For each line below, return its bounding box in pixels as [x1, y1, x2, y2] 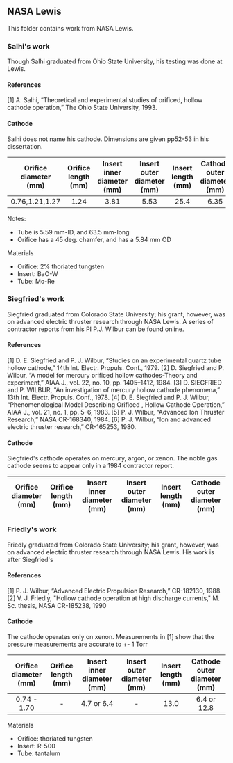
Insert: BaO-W [17, 269, 58, 278]
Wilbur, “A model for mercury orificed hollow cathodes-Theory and [7, 371, 198, 380]
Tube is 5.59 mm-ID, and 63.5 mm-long [17, 227, 130, 236]
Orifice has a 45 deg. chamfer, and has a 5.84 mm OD [17, 235, 171, 243]
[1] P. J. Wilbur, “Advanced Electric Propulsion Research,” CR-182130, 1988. [7, 586, 222, 595]
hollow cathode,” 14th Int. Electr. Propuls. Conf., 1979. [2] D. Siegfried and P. [7, 364, 224, 372]
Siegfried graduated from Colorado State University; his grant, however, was [7, 310, 226, 319]
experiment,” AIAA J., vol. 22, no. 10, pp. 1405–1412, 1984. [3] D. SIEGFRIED [7, 378, 222, 387]
